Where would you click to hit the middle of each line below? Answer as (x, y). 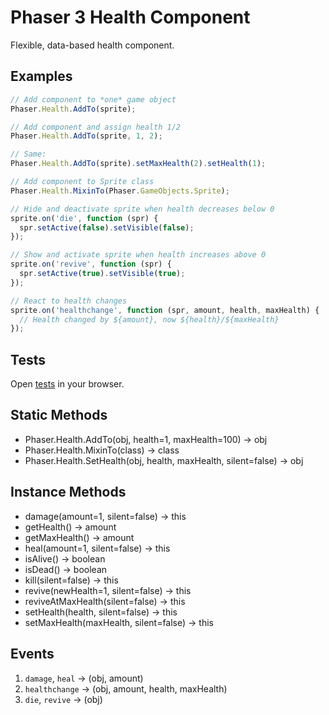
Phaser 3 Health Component (130, 17)
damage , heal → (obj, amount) (84, 678)
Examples (41, 76)
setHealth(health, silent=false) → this (101, 612)
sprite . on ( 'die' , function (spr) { (84, 218)
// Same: (28, 154)
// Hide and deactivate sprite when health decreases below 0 (142, 209)
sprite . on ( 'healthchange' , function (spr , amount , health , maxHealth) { (165, 310)
